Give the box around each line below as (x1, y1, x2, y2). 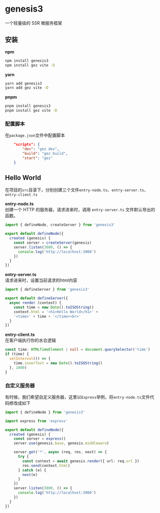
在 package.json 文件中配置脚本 (5, 132, 65, 138)
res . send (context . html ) (22, 463, 70, 468)
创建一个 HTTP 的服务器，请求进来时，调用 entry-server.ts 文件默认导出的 (5, 207, 156, 213)
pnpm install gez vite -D (5, 108, 57, 113)
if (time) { (5, 352, 29, 357)
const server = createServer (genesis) (14, 240, 92, 246)
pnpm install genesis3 (5, 103, 51, 109)
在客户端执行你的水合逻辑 (5, 337, 56, 343)
